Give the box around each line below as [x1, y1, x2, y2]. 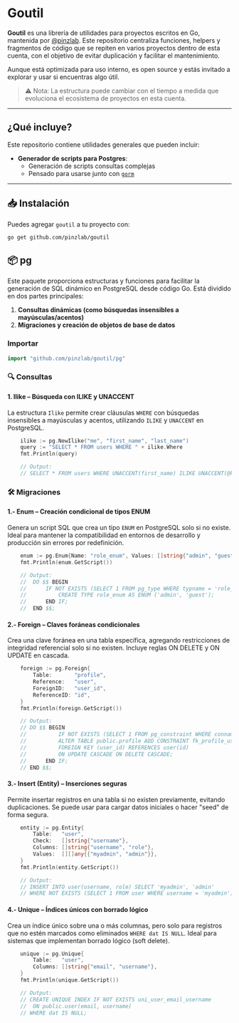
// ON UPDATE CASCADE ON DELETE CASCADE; [20, 750, 174, 758]
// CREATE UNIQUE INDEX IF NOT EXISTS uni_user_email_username [20, 996, 212, 1003]
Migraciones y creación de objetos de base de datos [17, 321, 176, 329]
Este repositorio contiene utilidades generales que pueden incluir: [7, 140, 201, 149]
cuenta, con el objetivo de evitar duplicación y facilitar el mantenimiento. [7, 51, 221, 60]
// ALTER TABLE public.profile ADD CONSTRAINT [20, 737, 190, 744]
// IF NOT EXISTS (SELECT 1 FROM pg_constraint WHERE [20, 731, 212, 738]
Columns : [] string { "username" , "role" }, [33, 844, 154, 851]
